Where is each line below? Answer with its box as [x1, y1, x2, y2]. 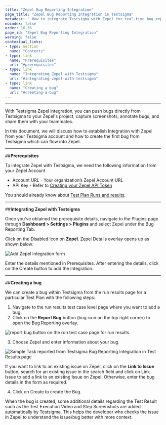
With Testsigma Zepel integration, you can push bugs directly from [5, 108, 141, 114]
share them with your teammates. [5, 119, 74, 125]
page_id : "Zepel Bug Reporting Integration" [5, 30, 98, 35]
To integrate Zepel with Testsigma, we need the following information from [5, 163, 157, 169]
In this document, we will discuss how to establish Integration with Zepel [5, 128, 153, 134]
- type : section [5, 44, 39, 49]
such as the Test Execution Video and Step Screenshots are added [5, 404, 141, 410]
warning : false [5, 35, 37, 40]
